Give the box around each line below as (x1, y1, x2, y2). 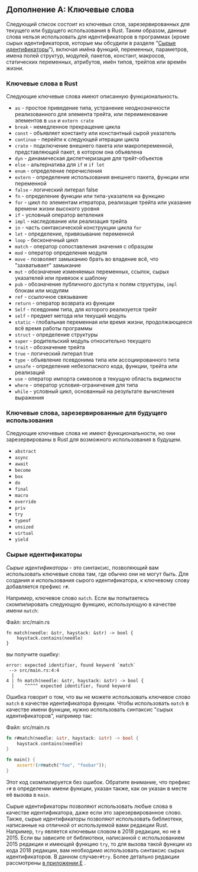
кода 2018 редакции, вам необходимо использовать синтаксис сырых (6, 847, 185, 854)
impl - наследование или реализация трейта (14, 218, 128, 225)
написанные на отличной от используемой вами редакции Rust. (6, 821, 168, 829)
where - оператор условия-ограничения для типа (14, 382, 138, 389)
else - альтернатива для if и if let (14, 161, 105, 168)
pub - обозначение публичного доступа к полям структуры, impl (14, 281, 177, 288)
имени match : (6, 607, 39, 614)
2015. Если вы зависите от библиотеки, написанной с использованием (6, 834, 185, 841)
